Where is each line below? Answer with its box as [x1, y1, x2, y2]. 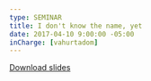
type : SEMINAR [9, 12, 63, 22]
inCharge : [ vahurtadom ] [9, 37, 99, 47]
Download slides [9, 62, 71, 73]
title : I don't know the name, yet [9, 21, 143, 30]
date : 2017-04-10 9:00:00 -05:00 [9, 29, 135, 38]
